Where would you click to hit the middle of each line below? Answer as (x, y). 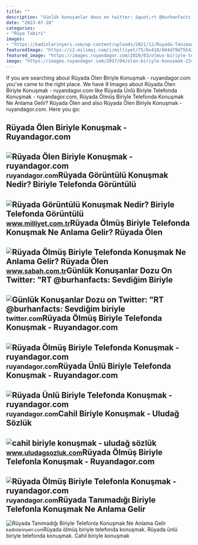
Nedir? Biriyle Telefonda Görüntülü (71, 184)
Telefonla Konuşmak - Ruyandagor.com (80, 462)
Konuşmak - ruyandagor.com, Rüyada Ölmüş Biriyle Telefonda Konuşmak (95, 96)
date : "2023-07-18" (30, 22)
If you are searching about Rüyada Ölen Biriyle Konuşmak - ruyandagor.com (98, 78)
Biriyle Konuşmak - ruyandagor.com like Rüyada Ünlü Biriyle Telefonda (92, 90)
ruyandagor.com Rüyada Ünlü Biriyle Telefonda (89, 366)
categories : (21, 28)
